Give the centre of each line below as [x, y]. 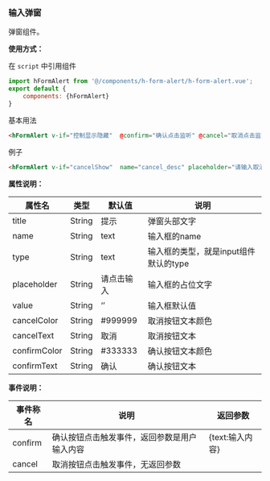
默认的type [168, 263]
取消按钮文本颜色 [180, 321]
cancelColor [35, 320]
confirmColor [37, 350]
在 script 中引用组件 [42, 66]
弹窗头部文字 [172, 221]
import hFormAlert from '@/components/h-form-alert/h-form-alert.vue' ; [131, 81]
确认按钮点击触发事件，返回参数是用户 [125, 437]
